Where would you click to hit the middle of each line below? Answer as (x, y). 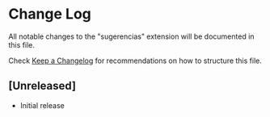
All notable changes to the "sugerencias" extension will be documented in (131, 36)
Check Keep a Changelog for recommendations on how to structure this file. (135, 61)
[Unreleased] (42, 86)
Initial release (42, 105)
